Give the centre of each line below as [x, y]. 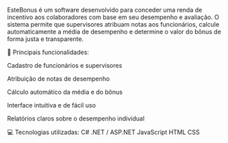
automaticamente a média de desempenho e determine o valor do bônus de [114, 31]
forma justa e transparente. [46, 39]
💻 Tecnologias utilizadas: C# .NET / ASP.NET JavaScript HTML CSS [103, 132]
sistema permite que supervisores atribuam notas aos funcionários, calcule [113, 24]
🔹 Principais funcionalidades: [48, 52]
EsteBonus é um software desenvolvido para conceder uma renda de [105, 10]
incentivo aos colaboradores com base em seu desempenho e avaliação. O [113, 17]
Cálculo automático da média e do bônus [65, 92]
